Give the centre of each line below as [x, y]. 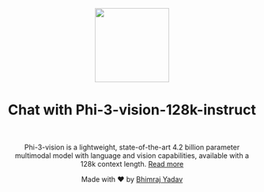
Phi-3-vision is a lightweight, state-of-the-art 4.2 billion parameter [132, 147]
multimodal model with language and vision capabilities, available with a [132, 155]
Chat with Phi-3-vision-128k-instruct [132, 110]
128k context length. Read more [132, 164]
